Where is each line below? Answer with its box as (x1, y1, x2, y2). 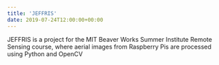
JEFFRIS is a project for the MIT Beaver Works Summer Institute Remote (7, 35, 213, 43)
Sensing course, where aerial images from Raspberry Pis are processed (7, 42, 212, 51)
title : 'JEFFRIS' (7, 10, 57, 17)
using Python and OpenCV (7, 49, 83, 58)
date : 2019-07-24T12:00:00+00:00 (7, 16, 104, 23)
